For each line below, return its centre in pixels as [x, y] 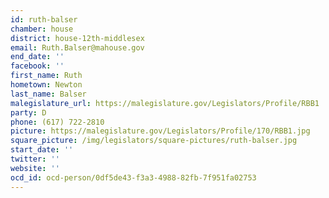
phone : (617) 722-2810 [57, 122]
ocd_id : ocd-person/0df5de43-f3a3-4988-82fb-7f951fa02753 [133, 177]
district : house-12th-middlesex [77, 38]
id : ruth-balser [44, 19]
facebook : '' [37, 66]
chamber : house [42, 29]
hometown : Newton [46, 85]
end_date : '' [37, 57]
